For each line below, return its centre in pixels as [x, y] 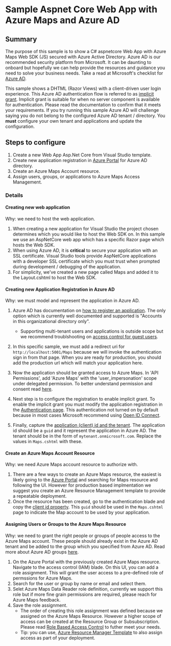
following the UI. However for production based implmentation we [82, 485]
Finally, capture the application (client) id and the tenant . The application [89, 425]
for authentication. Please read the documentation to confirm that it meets [83, 105]
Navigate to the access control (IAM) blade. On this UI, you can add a [86, 567]
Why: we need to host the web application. [50, 219]
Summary [21, 39]
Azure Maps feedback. [36, 599]
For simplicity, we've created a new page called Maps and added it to [86, 272]
